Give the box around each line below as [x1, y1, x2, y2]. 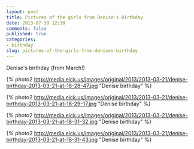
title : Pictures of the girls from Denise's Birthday [6, 14, 144, 20]
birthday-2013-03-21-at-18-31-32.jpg [6, 118, 98, 125]
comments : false [6, 25, 47, 32]
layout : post [6, 8, 39, 15]
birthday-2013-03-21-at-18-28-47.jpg [6, 82, 98, 89]
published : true [6, 31, 47, 37]
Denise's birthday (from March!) [6, 64, 86, 71]
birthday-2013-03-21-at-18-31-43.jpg [6, 136, 98, 143]
